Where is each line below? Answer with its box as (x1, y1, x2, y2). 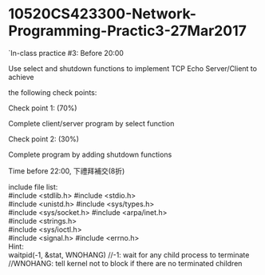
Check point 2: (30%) (8, 134, 80, 144)
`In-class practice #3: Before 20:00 (8, 48, 124, 58)
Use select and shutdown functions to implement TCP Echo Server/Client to (8, 63, 258, 73)
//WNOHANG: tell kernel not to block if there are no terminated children (8, 258, 243, 268)
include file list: (8, 181, 58, 192)
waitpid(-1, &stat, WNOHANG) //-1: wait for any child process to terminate (8, 249, 250, 260)
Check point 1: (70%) (8, 103, 77, 113)
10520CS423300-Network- (8, 5, 197, 23)
